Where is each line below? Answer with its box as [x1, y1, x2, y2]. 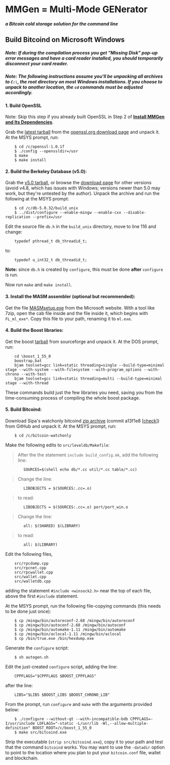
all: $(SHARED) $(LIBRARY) [23, 523, 81, 528]
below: [5, 706, 19, 713]
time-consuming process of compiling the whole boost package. [5, 394, 141, 401]
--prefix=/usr [32, 215, 62, 220]
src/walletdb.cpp [14, 579, 51, 584]
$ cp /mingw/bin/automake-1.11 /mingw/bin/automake [14, 627, 126, 632]
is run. [5, 272, 19, 278]
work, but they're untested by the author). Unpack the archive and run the [5, 190, 160, 196]
